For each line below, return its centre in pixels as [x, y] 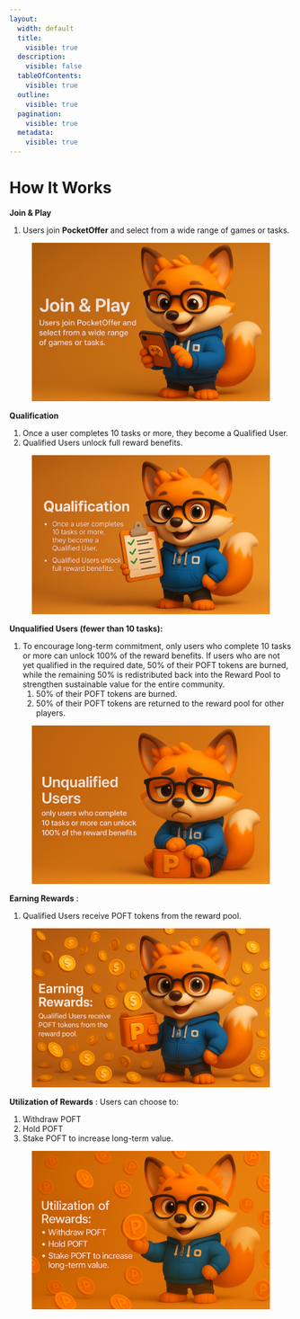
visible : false [54, 67]
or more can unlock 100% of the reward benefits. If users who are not [151, 655]
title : [30, 38]
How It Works [61, 188]
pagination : [40, 114]
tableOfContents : [50, 76]
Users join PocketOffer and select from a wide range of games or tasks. [156, 230]
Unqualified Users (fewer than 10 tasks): [86, 628]
